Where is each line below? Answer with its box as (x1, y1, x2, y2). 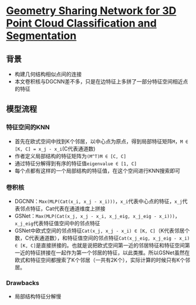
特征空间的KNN (6, 123, 50, 132)
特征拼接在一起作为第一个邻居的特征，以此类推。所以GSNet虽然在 (30, 249, 190, 256)
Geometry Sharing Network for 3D (6, 4, 177, 18)
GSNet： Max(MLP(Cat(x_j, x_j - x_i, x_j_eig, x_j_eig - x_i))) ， (14, 212, 180, 219)
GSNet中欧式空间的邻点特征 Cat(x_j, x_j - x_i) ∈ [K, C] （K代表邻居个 (14, 227, 190, 234)
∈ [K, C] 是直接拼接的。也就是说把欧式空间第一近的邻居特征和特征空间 (14, 242, 185, 249)
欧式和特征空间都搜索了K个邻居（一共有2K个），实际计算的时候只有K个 (14, 256, 185, 263)
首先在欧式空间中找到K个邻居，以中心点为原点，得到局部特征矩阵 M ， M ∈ (14, 138, 188, 145)
